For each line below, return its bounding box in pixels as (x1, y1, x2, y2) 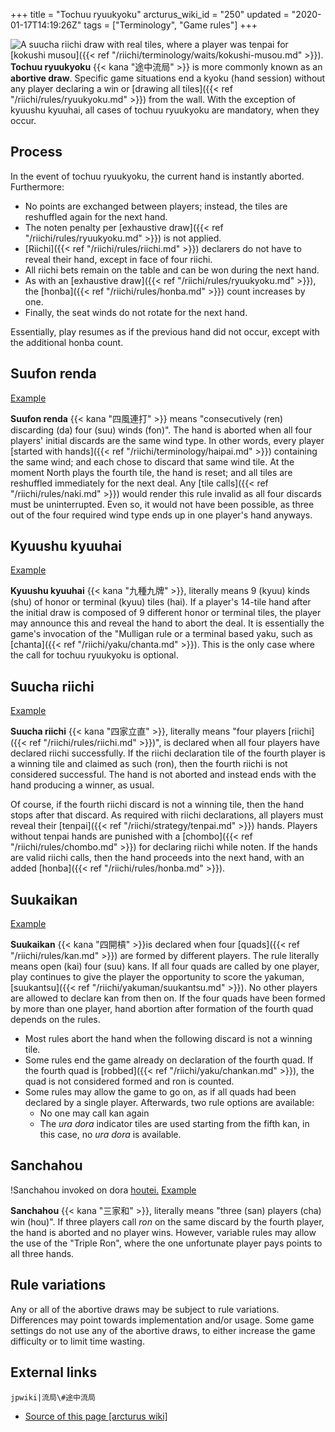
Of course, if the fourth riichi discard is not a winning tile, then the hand (10, 799, 305, 811)
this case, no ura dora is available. (39, 1129, 182, 1141)
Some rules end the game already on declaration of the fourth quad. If (24, 1054, 314, 1066)
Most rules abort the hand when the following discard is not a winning (24, 1033, 313, 1045)
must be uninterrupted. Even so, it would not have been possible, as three (10, 498, 315, 510)
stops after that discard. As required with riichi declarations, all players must (10, 809, 324, 821)
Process (10, 144, 63, 161)
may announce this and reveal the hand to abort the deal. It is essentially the (10, 617, 325, 629)
